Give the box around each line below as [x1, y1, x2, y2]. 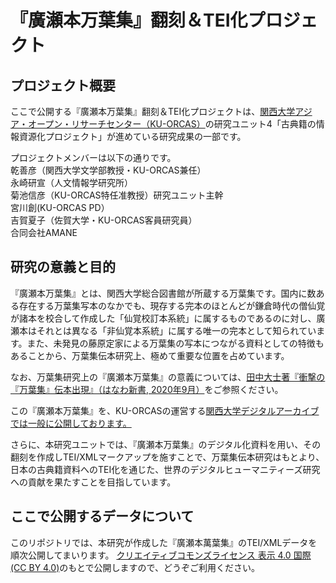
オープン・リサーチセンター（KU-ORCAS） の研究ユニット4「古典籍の [27, 118, 317, 130]
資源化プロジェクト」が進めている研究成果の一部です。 [18, 131, 247, 142]
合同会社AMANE [10, 227, 78, 238]
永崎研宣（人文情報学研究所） [10, 177, 133, 188]
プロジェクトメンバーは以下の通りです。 [10, 152, 177, 163]
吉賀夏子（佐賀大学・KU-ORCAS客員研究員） [10, 214, 198, 226]
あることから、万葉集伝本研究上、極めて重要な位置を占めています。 [10, 349, 290, 361]
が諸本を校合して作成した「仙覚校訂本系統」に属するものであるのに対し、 [10, 312, 317, 324]
